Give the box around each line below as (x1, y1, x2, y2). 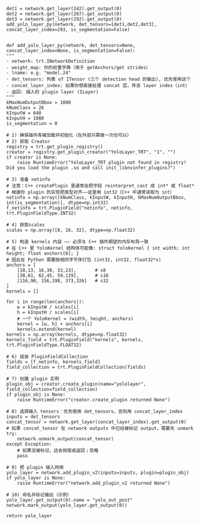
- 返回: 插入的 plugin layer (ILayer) (6, 89, 99, 95)
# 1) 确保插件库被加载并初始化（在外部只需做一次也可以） (6, 132, 132, 138)
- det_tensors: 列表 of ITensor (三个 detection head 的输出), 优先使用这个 (6, 76, 191, 82)
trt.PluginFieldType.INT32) (6, 210, 77, 216)
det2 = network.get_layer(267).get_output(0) (6, 11, 122, 17)
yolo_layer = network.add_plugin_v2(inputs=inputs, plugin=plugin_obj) (6, 470, 189, 476)
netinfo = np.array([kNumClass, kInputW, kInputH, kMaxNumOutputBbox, (6, 195, 187, 201)
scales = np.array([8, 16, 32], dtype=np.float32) (6, 227, 136, 233)
